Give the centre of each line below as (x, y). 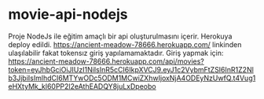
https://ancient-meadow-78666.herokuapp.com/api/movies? (106, 61)
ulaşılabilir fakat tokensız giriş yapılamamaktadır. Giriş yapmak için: (116, 53)
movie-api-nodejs (68, 15)
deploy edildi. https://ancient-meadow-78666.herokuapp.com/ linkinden (125, 44)
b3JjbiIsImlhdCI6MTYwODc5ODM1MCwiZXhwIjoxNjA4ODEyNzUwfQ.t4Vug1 (132, 78)
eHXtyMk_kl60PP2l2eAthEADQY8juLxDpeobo (82, 86)
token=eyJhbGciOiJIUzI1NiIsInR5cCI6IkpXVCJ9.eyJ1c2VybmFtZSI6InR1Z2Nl (131, 69)
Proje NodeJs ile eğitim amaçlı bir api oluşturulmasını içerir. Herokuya (120, 36)
